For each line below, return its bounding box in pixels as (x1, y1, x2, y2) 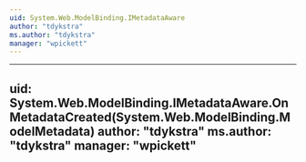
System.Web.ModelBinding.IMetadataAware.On (9, 95, 290, 110)
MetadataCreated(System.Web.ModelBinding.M (9, 109, 291, 125)
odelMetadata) (9, 124, 96, 139)
